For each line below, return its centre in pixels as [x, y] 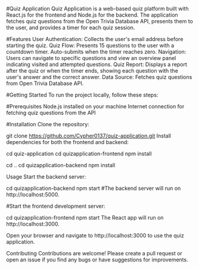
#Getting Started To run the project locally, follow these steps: [82, 95]
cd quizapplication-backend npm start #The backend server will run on [94, 188]
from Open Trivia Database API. [45, 83]
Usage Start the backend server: [46, 177]
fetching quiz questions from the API [51, 113]
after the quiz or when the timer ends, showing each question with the [92, 71]
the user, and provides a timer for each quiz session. [71, 27]
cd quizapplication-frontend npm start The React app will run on [85, 218]
